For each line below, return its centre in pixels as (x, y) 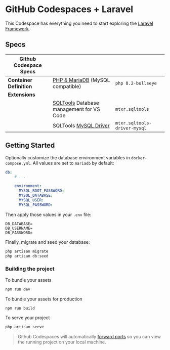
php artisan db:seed (27, 256)
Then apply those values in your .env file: (48, 214)
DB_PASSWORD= (19, 233)
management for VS (76, 109)
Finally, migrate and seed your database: (48, 242)
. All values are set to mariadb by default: (72, 163)
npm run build (20, 308)
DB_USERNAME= (19, 228)
